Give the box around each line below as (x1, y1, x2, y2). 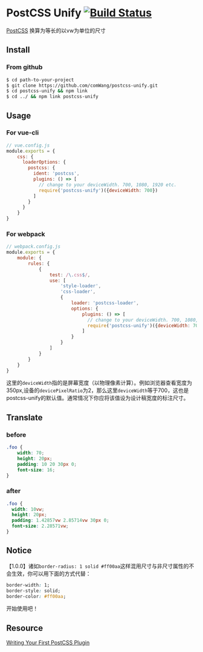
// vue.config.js (6, 142, 50, 148)
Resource (6, 623, 43, 633)
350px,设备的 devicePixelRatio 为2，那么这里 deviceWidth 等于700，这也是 (6, 387, 189, 394)
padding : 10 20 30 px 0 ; (17, 461, 77, 467)
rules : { (28, 261, 50, 267)
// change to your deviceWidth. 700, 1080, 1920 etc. (38, 182, 177, 188)
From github (6, 63, 43, 72)
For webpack (6, 230, 45, 238)
